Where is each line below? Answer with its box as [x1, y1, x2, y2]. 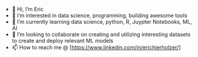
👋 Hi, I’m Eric [11, 6, 44, 12]
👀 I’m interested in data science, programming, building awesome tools [11, 12, 188, 19]
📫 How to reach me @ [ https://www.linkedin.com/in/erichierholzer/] [11, 44, 181, 50]
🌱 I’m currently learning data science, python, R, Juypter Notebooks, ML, [11, 18, 192, 25]
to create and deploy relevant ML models [11, 37, 114, 44]
